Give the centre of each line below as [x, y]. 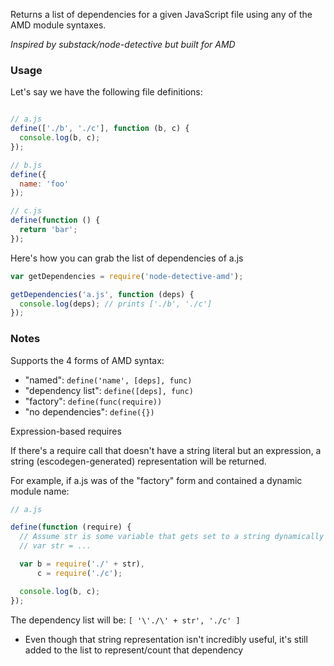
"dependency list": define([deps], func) [109, 390]
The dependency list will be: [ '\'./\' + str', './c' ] [125, 620]
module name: [40, 491]
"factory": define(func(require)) [93, 401]
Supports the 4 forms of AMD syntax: [87, 360]
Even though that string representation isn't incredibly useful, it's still [166, 639]
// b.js [26, 165]
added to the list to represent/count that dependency [134, 650]
